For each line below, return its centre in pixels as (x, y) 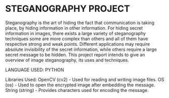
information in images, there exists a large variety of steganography (76, 33)
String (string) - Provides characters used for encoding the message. (77, 90)
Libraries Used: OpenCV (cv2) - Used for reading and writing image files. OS (85, 79)
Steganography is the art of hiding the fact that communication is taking (80, 23)
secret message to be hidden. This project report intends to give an (75, 55)
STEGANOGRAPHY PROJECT (68, 9)
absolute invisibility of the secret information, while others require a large (81, 49)
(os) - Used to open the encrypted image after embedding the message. (80, 85)
